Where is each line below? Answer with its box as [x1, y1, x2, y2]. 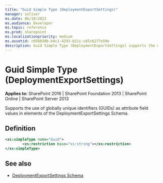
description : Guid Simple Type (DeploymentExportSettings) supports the [5, 43, 155, 48]
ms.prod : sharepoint [5, 30, 47, 34]
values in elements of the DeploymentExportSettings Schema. [5, 110, 129, 116]
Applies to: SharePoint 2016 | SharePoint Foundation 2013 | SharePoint [5, 90, 147, 96]
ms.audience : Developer [5, 20, 53, 26]
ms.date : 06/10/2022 [5, 16, 47, 21]
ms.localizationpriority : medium [5, 34, 73, 39]
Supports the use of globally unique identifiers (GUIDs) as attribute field [5, 105, 148, 111]
